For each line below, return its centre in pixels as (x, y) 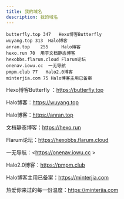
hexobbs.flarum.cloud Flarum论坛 (46, 59)
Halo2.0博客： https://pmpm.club (46, 165)
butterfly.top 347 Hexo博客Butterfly (54, 34)
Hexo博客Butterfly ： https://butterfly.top (55, 89)
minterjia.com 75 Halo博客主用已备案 (49, 78)
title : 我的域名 (24, 11)
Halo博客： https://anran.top (40, 115)
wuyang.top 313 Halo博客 (37, 41)
